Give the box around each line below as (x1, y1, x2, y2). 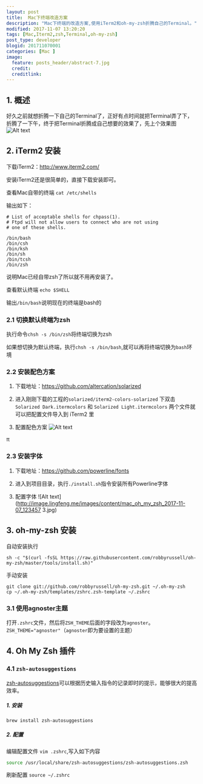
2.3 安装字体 (6, 452, 43, 460)
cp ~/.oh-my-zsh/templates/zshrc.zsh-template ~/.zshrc (6, 588, 150, 595)
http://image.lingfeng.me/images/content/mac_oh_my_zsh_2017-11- (17, 499, 186, 507)
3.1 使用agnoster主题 (6, 604, 68, 612)
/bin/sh (6, 251, 26, 257)
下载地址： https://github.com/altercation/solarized (15, 383, 141, 390)
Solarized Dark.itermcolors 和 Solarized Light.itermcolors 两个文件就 (15, 403, 196, 411)
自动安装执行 (6, 542, 38, 550)
